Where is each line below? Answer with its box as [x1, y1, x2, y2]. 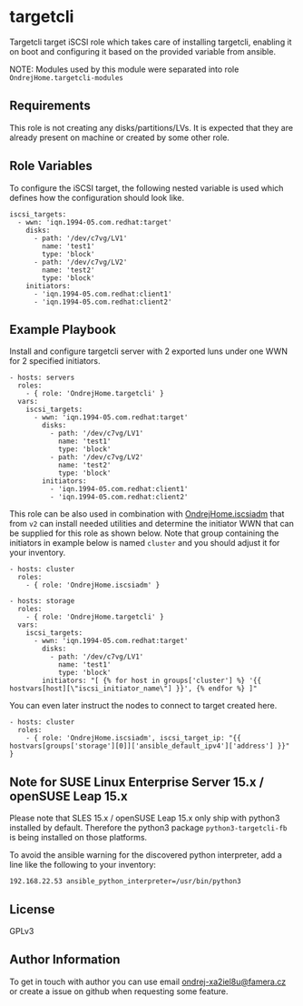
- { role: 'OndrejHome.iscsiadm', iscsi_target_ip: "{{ [25, 734, 242, 743]
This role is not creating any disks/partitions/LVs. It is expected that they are [9, 122, 293, 133]
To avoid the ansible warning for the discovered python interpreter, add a [9, 850, 283, 860]
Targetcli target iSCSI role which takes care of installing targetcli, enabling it [9, 36, 292, 47]
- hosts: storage [9, 597, 75, 606]
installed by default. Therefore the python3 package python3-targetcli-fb [9, 822, 288, 833]
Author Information [9, 952, 121, 968]
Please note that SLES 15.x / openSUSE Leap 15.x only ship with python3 [9, 812, 280, 824]
